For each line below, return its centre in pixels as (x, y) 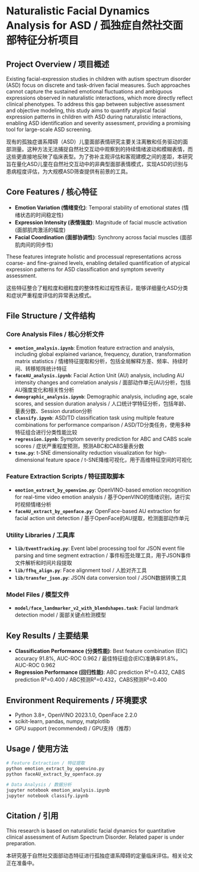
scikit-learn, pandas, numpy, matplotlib (62, 721)
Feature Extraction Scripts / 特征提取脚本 (65, 476)
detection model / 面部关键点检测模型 (60, 615)
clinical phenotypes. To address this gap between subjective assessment (95, 104)
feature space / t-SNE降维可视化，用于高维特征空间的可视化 (119, 460)
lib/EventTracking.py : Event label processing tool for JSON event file (100, 548)
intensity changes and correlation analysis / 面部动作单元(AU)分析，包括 (103, 382)
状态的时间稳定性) (42, 215)
